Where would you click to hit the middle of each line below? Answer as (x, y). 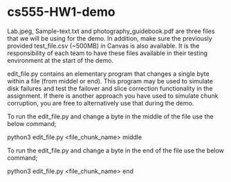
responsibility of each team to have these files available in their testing (108, 53)
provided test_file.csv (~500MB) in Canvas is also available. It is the (103, 45)
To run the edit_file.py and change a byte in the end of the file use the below (116, 150)
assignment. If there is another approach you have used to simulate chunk (113, 95)
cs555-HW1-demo (61, 12)
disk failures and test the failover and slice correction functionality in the (110, 88)
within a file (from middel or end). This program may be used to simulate (110, 81)
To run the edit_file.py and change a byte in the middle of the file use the (110, 116)
